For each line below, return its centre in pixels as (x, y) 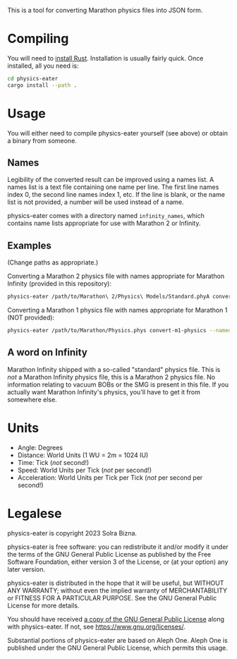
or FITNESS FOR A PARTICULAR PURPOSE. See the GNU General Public (112, 598)
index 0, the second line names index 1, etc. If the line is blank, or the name (116, 195)
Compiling (38, 39)
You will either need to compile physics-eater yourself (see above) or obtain (117, 133)
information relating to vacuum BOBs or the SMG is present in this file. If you (118, 385)
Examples (29, 245)
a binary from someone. (42, 140)
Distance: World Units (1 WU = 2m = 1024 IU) (83, 455)
